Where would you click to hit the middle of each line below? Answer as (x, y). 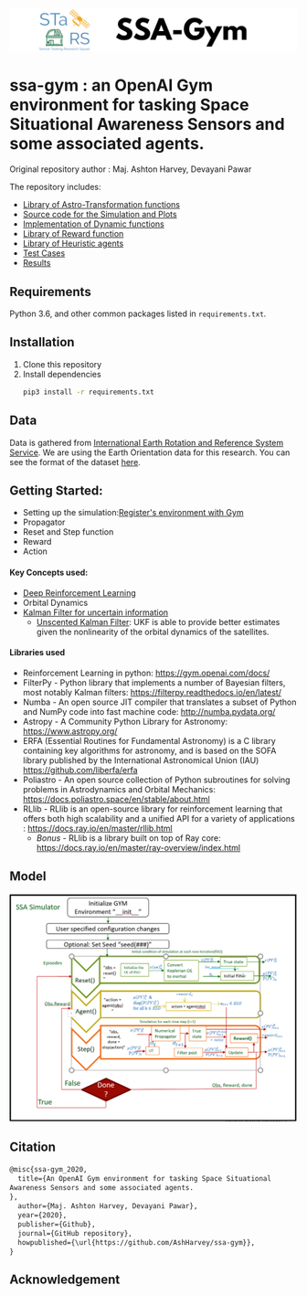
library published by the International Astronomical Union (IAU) (141, 760)
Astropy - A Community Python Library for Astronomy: (125, 721)
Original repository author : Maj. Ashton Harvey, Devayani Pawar (131, 169)
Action (35, 551)
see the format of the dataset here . (75, 462)
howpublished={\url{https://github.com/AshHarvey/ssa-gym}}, (137, 1242)
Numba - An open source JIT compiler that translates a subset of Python (159, 702)
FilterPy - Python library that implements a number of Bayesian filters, (154, 682)
